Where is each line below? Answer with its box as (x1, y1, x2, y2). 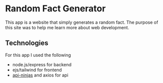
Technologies (5, 39, 49, 47)
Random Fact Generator (5, 3, 106, 14)
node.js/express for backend (12, 61, 72, 67)
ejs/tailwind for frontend (12, 67, 62, 73)
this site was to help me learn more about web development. (5, 24, 130, 30)
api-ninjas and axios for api (12, 72, 69, 78)
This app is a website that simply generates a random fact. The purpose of (5, 19, 159, 25)
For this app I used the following (5, 52, 71, 58)
